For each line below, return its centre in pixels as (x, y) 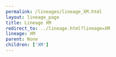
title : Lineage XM (28, 23)
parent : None (22, 39)
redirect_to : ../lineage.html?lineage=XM (58, 28)
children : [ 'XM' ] (27, 45)
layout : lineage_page (33, 17)
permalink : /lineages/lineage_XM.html (54, 12)
